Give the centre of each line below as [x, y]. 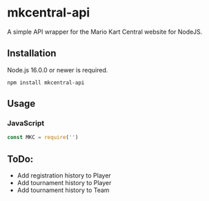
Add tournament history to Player [64, 183]
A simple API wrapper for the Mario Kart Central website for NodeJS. [105, 32]
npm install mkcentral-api [46, 83]
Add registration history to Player [64, 176]
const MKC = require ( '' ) [43, 138]
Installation [32, 53]
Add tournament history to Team [63, 190]
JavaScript [26, 123]
